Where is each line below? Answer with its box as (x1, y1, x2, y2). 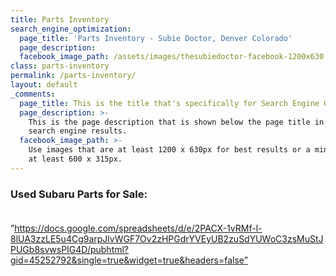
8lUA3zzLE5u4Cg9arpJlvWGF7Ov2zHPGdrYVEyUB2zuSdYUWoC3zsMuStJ (10, 233, 324, 245)
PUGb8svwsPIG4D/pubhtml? (10, 244, 130, 256)
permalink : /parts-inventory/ (10, 71, 137, 81)
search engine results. (28, 126, 128, 136)
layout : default (10, 80, 78, 90)
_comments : (10, 89, 56, 99)
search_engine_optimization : (10, 24, 132, 34)
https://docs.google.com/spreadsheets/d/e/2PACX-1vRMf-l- (14, 222, 263, 235)
